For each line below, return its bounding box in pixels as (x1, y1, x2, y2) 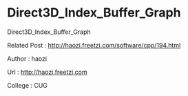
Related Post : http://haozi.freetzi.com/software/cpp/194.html (7, 41, 181, 49)
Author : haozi (7, 54, 47, 63)
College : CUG (7, 81, 48, 89)
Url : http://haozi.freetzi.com (7, 68, 87, 76)
